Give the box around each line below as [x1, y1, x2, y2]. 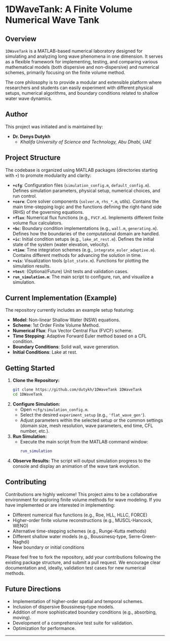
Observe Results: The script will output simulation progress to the [12, 458, 151, 464]
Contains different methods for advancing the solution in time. [12, 252, 142, 258]
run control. [12, 193, 37, 199]
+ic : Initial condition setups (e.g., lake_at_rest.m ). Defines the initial [12, 236, 154, 242]
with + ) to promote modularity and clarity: [5, 172, 92, 178]
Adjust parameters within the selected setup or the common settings [20, 417, 163, 423]
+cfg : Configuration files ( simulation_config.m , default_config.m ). [12, 182, 151, 188]
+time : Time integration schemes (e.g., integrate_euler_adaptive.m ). [12, 247, 156, 253]
